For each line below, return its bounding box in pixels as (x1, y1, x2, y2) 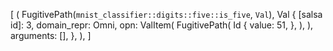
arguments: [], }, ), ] (10, 30, 92, 41)
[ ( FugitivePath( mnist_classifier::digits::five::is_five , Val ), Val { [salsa (10, 9, 323, 20)
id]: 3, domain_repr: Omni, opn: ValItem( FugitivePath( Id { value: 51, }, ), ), (10, 19, 314, 31)
